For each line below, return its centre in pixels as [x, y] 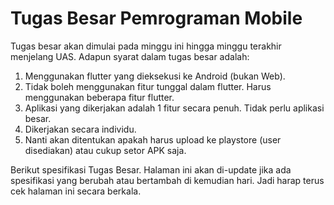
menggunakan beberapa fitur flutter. [99, 97]
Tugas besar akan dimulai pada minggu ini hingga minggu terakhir [146, 46]
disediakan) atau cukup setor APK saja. [105, 150]
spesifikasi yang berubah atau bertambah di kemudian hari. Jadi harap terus [167, 180]
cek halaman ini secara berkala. [76, 191]
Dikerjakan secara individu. [80, 129]
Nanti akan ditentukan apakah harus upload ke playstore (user [153, 139]
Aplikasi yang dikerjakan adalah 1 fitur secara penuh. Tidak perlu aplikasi [174, 108]
